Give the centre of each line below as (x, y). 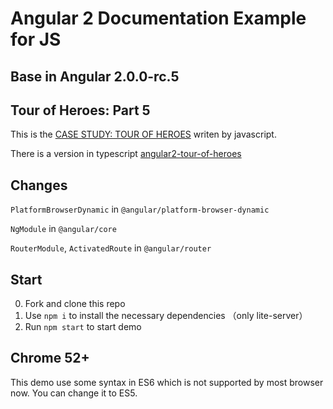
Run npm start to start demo (83, 327)
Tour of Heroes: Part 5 (80, 110)
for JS (36, 39)
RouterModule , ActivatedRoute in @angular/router (111, 248)
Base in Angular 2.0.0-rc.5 (95, 76)
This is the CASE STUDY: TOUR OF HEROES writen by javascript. (143, 134)
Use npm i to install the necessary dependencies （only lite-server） (166, 316)
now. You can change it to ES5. (74, 393)
